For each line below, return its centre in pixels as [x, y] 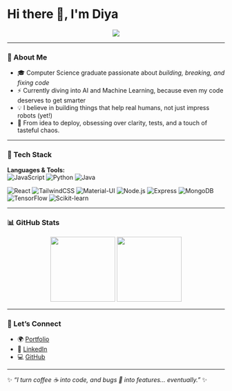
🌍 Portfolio [33, 339]
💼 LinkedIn [32, 349]
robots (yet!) [35, 116]
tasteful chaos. [38, 130]
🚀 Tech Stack [30, 155]
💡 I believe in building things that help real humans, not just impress [113, 108]
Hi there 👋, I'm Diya [63, 14]
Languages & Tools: [36, 170]
